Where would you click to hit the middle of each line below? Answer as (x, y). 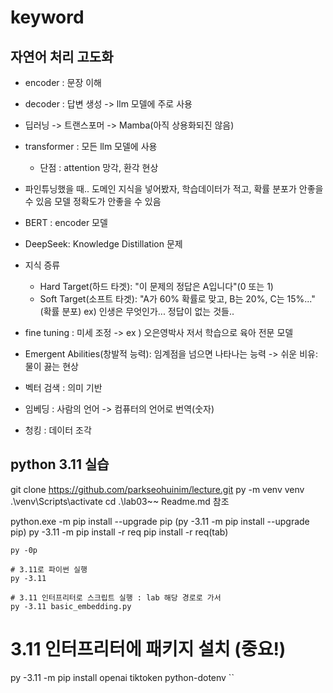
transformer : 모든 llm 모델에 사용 (91, 146)
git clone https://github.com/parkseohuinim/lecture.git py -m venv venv (157, 489)
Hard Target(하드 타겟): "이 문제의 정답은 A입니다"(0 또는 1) (156, 286)
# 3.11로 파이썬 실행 (49, 569)
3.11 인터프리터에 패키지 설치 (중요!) (148, 649)
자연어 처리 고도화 (62, 56)
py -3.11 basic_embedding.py (71, 606)
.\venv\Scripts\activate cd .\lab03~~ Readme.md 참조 (120, 501)
